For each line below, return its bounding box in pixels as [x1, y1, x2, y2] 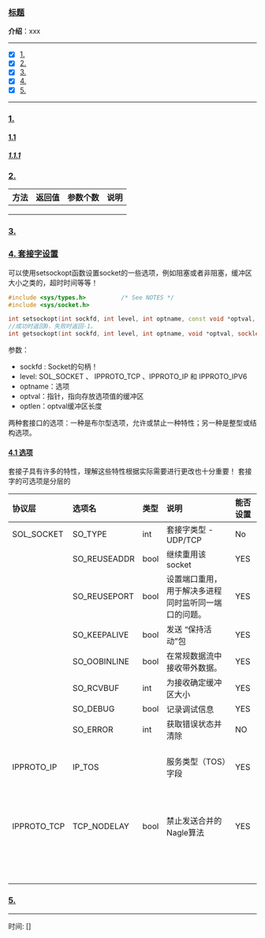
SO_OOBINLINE [72, 656, 130, 667]
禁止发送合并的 [166, 816, 222, 827]
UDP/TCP [166, 535, 203, 546]
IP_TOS [72, 762, 99, 773]
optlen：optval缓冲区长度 [19, 401, 103, 411]
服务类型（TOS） [166, 756, 226, 767]
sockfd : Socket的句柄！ [19, 362, 99, 372]
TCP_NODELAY [72, 821, 130, 832]
